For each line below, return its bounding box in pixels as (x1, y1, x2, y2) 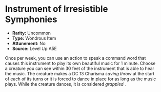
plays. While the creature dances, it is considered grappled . (5, 81, 126, 87)
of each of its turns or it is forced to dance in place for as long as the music (5, 76, 156, 82)
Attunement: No (12, 40, 46, 46)
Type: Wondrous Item (12, 35, 56, 41)
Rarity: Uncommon (12, 30, 51, 36)
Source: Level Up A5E (12, 46, 57, 51)
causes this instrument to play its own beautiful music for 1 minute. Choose (5, 60, 156, 66)
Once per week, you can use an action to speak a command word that (5, 55, 146, 61)
